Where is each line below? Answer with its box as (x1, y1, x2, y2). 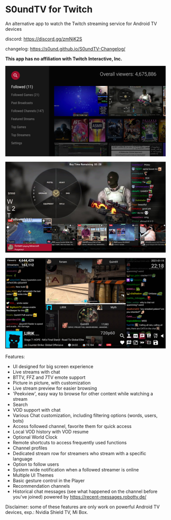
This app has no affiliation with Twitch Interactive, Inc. (5, 55, 123, 62)
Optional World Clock (12, 434, 58, 440)
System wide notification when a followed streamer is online (12, 467, 139, 473)
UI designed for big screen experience (12, 364, 94, 370)
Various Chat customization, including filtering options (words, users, (12, 413, 158, 419)
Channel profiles (12, 445, 47, 451)
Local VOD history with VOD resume (12, 428, 89, 435)
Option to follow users (12, 461, 60, 467)
